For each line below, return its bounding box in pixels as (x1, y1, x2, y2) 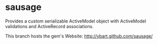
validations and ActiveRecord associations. (5, 23, 94, 29)
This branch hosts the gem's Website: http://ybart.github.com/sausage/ (5, 33, 153, 39)
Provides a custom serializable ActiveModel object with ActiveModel (5, 18, 146, 24)
